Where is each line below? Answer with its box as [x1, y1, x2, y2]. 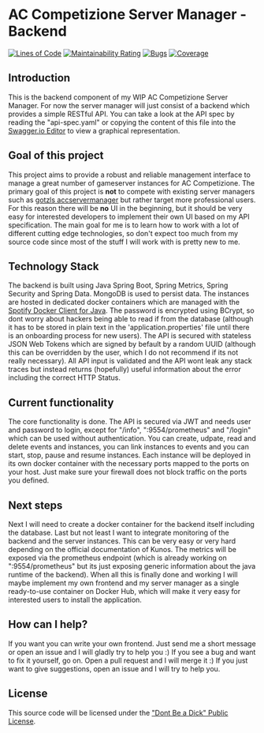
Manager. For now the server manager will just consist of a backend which [8, 100, 251, 110]
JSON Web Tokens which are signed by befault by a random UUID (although [8, 340, 256, 349]
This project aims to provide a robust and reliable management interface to [8, 170, 251, 179]
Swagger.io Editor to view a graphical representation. [8, 126, 180, 135]
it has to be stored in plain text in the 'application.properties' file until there [8, 322, 250, 333]
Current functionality [8, 396, 114, 409]
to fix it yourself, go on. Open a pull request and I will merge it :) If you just [8, 656, 248, 665]
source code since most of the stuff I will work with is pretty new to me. [8, 237, 240, 246]
